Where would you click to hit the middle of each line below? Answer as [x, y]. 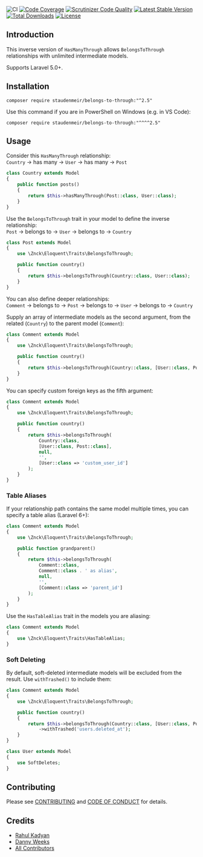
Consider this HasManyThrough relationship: [59, 156]
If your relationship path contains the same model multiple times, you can [98, 509]
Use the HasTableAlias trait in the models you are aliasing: [79, 616]
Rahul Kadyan [32, 835]
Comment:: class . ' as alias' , [78, 571]
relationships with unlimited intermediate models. [67, 56]
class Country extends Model [43, 173]
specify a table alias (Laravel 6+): [48, 515]
